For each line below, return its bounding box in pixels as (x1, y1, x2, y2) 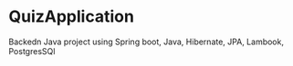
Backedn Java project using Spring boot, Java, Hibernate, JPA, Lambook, (8, 36, 285, 47)
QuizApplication (8, 6, 134, 27)
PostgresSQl (8, 45, 56, 56)
